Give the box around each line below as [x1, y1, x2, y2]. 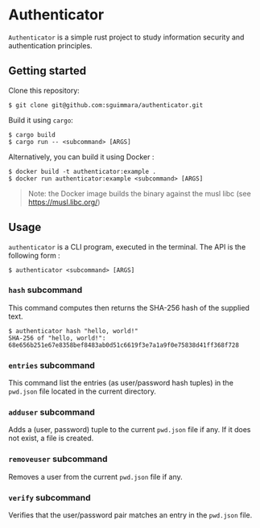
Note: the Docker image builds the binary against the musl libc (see [27, 188, 251, 198]
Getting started [8, 64, 87, 78]
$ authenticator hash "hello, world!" [8, 327, 138, 335]
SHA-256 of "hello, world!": [8, 334, 106, 342]
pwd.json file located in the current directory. [8, 386, 157, 396]
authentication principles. [8, 40, 93, 50]
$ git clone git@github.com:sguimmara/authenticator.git [8, 101, 204, 109]
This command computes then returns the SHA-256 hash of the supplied [8, 303, 250, 312]
